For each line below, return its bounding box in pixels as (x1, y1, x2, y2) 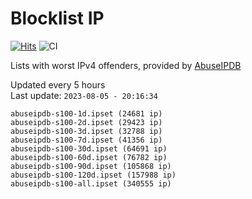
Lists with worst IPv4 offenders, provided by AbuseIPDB (10, 59, 242, 71)
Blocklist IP (10, 7, 105, 30)
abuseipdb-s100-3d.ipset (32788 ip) (10, 126, 163, 136)
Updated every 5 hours (10, 78, 106, 91)
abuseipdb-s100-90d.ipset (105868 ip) (10, 161, 172, 171)
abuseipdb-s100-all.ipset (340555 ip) (10, 178, 172, 189)
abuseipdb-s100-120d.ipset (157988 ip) (10, 170, 177, 180)
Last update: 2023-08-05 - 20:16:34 (10, 89, 158, 101)
